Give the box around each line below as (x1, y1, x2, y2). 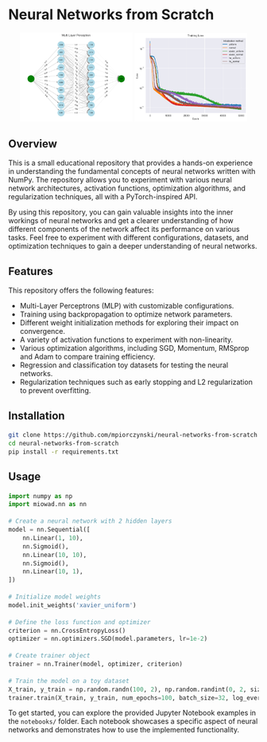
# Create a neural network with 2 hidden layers (8, 517, 172, 525)
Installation (8, 409, 65, 422)
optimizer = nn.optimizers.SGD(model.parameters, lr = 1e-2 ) (8, 635, 208, 643)
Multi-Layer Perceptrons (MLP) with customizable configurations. (19, 301, 234, 311)
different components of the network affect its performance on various (8, 225, 240, 234)
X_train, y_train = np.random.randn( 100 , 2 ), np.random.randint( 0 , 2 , (8, 685, 247, 693)
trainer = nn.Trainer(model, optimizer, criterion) (8, 660, 183, 668)
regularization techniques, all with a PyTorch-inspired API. (8, 192, 198, 202)
